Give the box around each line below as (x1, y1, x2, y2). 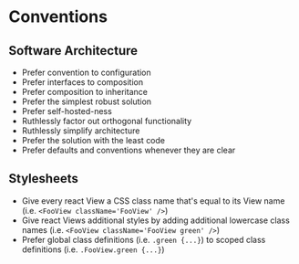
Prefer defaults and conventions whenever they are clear (21, 144, 236, 155)
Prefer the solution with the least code (21, 135, 166, 145)
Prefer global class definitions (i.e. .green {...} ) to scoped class (21, 234, 266, 245)
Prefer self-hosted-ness (21, 106, 113, 116)
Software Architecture (8, 43, 139, 58)
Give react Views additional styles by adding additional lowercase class (21, 215, 291, 226)
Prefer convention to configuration (21, 67, 151, 78)
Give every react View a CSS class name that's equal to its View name (21, 195, 285, 206)
